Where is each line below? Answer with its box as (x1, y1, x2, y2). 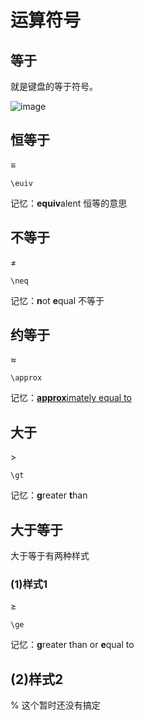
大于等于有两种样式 (10, 550, 90, 562)
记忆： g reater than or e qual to (10, 639, 135, 651)
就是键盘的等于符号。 (10, 81, 98, 92)
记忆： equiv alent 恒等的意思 (10, 197, 128, 209)
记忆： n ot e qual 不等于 (10, 294, 105, 306)
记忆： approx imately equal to (10, 392, 133, 404)
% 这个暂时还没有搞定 (10, 699, 101, 711)
